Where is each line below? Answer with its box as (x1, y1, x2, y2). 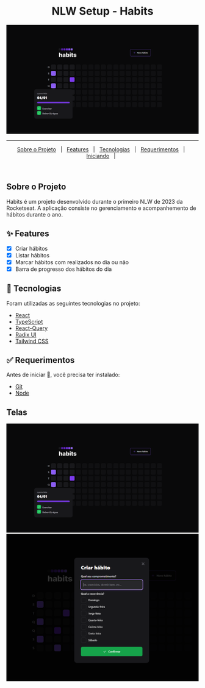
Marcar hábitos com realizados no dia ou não (15, 258, 129, 266)
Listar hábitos (15, 251, 50, 259)
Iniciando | (86, 152, 116, 159)
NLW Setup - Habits (51, 4, 154, 18)
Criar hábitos (15, 245, 48, 252)
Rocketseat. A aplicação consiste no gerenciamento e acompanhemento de (6, 204, 196, 212)
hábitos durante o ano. (6, 210, 63, 218)
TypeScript (15, 318, 43, 325)
